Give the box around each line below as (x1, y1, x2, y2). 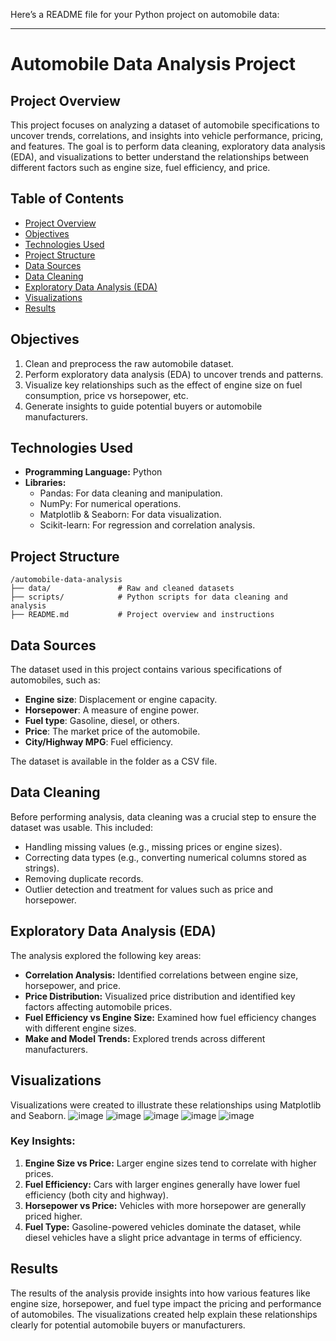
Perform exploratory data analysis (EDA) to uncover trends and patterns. (24, 368, 324, 380)
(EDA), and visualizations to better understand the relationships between (10, 151, 310, 163)
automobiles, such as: (10, 674, 101, 686)
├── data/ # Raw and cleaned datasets (10, 584, 235, 594)
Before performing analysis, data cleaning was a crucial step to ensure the (10, 810, 317, 823)
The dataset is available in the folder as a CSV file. (10, 755, 218, 768)
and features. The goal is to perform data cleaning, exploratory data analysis (10, 140, 326, 152)
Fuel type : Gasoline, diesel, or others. (24, 715, 180, 727)
